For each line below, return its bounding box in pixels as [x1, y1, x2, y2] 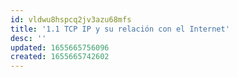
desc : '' [10, 33, 47, 43]
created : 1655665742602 [10, 52, 110, 62]
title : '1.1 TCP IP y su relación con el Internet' [10, 24, 230, 34]
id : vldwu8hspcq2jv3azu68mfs [10, 14, 132, 25]
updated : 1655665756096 [10, 42, 110, 53]
